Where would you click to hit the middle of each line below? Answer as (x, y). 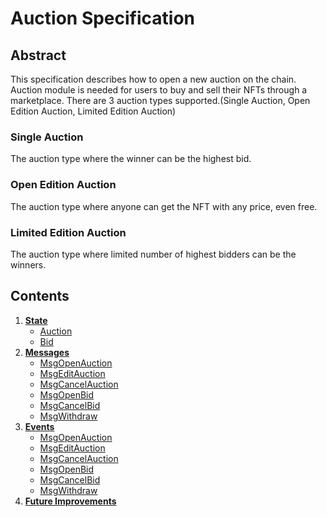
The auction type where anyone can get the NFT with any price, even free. (164, 206)
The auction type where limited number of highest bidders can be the (153, 254)
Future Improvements (70, 501)
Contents (40, 296)
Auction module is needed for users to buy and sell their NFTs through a (159, 90)
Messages (47, 352)
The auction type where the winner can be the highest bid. (131, 159)
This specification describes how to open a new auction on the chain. (153, 79)
